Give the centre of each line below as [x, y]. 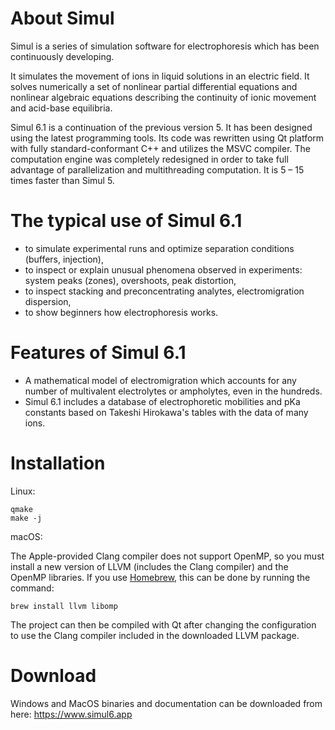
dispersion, [48, 301]
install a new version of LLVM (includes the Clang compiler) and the [149, 566]
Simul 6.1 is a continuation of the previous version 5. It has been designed [161, 127]
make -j [26, 518]
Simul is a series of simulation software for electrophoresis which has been [165, 46]
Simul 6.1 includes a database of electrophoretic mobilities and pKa [162, 401]
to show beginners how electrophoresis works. [121, 312]
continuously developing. [62, 56]
